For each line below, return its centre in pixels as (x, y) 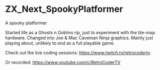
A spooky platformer (26, 23)
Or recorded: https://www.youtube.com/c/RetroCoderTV (63, 62)
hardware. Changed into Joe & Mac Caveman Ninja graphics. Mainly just (79, 38)
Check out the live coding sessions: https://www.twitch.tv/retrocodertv (78, 53)
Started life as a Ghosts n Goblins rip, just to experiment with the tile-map (80, 32)
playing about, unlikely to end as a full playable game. (60, 43)
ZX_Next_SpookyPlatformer (64, 9)
